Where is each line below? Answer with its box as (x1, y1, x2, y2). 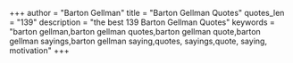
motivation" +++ (9, 45, 70, 56)
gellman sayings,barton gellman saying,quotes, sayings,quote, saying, (9, 35, 268, 46)
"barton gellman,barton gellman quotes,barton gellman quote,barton (9, 27, 261, 36)
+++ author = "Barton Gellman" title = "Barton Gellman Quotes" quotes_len (9, 8, 285, 18)
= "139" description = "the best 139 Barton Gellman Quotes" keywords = (9, 17, 275, 28)
